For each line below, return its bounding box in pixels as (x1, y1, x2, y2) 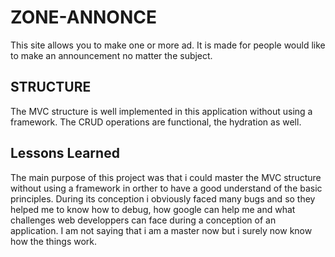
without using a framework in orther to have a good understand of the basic (10, 182, 323, 194)
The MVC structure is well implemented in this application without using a (10, 105, 313, 117)
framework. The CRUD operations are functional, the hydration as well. (10, 116, 302, 128)
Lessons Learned (10, 145, 120, 162)
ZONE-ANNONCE (10, 6, 157, 29)
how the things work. (10, 235, 98, 247)
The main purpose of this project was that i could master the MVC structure (10, 171, 322, 183)
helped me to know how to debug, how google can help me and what (10, 203, 296, 215)
